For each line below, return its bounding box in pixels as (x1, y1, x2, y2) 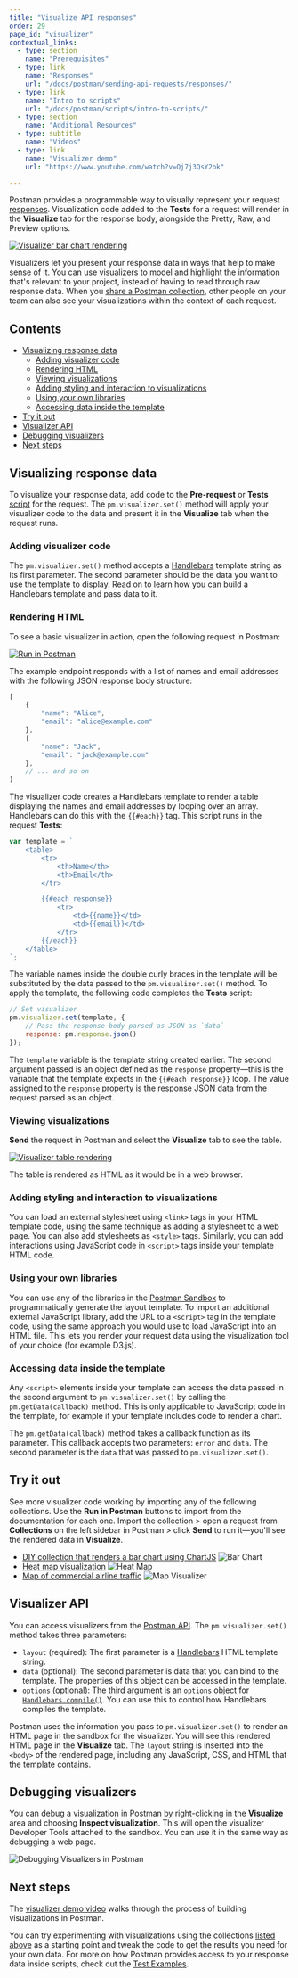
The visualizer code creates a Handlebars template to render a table (9, 791, 259, 803)
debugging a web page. (9, 1836, 96, 1847)
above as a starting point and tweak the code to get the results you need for (9, 1940, 287, 1950)
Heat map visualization (21, 1561, 107, 1571)
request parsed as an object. (9, 1092, 115, 1102)
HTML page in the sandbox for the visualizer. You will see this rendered (9, 1730, 270, 1741)
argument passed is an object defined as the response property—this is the (9, 1063, 284, 1075)
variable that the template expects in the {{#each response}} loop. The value (9, 1073, 289, 1084)
